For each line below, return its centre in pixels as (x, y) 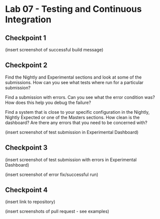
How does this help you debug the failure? (48, 102)
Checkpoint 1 (26, 38)
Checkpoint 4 (26, 190)
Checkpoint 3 (26, 148)
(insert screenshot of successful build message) (54, 50)
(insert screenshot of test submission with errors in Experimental (71, 160)
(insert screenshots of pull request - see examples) (57, 212)
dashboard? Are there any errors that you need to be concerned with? (76, 123)
